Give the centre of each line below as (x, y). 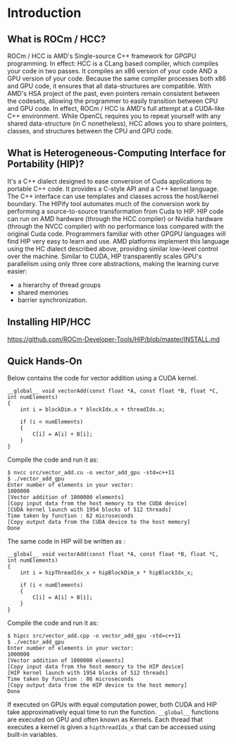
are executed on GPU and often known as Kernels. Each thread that (105, 720)
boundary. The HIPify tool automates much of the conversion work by (108, 203)
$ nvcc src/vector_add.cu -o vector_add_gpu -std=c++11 (91, 473)
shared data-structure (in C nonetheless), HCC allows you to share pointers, (118, 124)
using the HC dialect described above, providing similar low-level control (113, 248)
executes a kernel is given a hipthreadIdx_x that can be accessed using (112, 727)
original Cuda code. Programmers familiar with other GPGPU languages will (117, 234)
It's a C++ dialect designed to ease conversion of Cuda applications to (110, 181)
